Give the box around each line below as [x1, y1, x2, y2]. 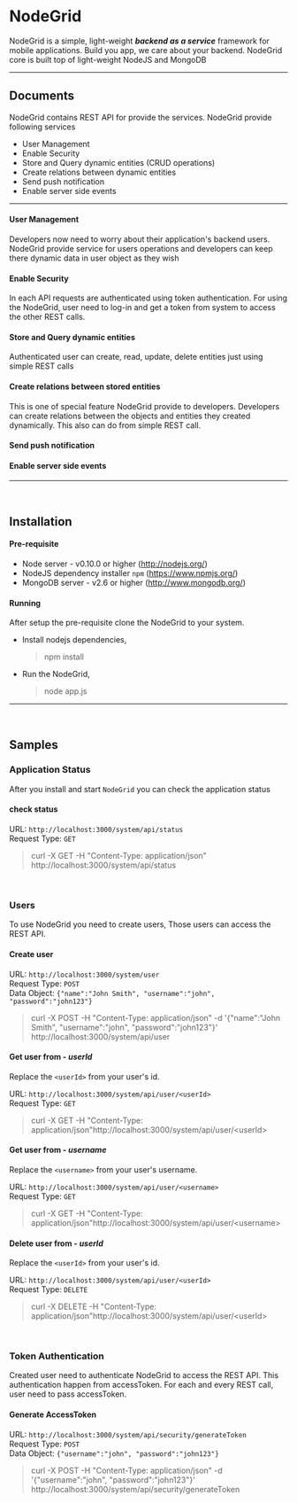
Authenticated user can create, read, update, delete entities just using [9, 352, 263, 362]
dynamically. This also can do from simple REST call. [9, 419, 202, 431]
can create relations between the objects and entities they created [9, 410, 251, 421]
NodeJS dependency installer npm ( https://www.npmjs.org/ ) [21, 567, 239, 578]
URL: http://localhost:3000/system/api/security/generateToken [9, 1429, 247, 1439]
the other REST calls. [9, 312, 86, 323]
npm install [43, 651, 84, 662]
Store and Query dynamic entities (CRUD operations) [21, 157, 216, 167]
